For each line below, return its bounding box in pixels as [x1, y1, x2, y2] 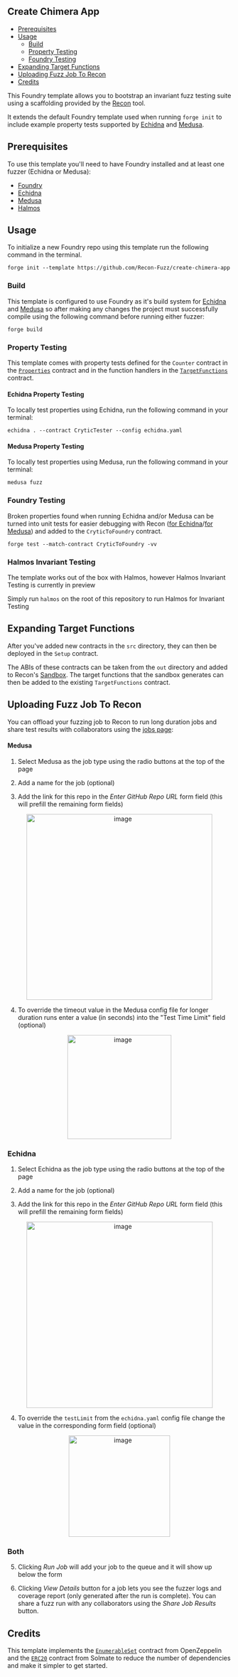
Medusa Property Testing [7, 442, 85, 450]
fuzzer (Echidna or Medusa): [7, 167, 91, 176]
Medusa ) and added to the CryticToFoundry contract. [7, 526, 163, 536]
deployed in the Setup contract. [7, 649, 99, 657]
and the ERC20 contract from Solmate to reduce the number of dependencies [7, 1654, 231, 1663]
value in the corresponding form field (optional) [17, 1422, 156, 1430]
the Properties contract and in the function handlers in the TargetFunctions [7, 366, 228, 375]
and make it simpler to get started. [7, 1661, 108, 1670]
